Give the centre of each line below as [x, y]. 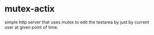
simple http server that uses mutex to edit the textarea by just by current [77, 22]
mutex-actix [30, 9]
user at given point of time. [32, 27]
